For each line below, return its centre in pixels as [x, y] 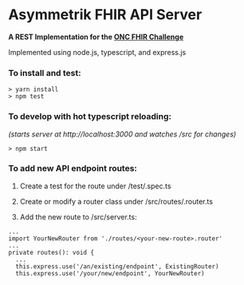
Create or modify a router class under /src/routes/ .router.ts [116, 201]
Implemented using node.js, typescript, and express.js [97, 52]
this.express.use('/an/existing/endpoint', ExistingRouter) [117, 266]
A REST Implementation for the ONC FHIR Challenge [96, 37]
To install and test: [45, 73]
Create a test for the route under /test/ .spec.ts [95, 186]
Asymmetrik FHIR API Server [105, 15]
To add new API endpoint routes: [73, 168]
